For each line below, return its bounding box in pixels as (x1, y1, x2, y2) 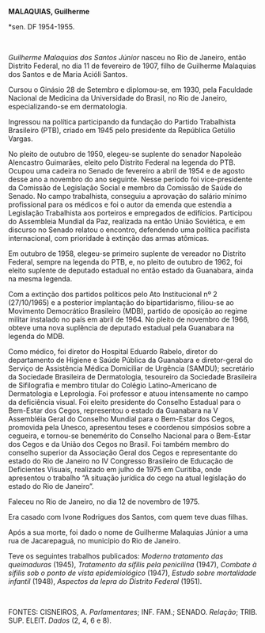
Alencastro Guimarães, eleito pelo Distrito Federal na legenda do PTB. (8, 158, 236, 167)
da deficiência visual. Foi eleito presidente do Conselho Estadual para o (8, 398, 241, 406)
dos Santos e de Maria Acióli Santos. (8, 70, 128, 78)
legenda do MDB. (8, 332, 65, 341)
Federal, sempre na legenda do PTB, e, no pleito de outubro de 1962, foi (8, 257, 243, 266)
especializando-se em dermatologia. (8, 102, 128, 111)
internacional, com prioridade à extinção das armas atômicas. (8, 234, 210, 242)
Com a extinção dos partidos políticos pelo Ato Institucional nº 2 (8, 289, 218, 299)
